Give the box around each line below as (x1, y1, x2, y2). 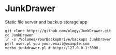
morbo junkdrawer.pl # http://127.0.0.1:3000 (5, 45, 98, 50)
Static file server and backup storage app (5, 19, 88, 25)
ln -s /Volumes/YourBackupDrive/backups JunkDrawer (5, 37, 111, 42)
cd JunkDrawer (5, 33, 34, 37)
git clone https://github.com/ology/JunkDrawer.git (5, 28, 111, 33)
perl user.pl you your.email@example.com (5, 41, 90, 46)
